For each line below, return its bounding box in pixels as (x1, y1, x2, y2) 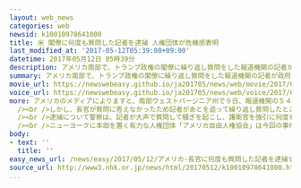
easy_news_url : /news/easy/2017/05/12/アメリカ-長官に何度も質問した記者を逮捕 (9, 154, 288, 164)
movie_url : (9, 80, 50, 89)
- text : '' (9, 138, 50, 147)
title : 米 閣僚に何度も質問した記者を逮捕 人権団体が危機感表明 (9, 38, 219, 47)
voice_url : (9, 88, 50, 97)
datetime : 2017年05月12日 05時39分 (9, 55, 136, 64)
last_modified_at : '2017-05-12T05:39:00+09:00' (9, 47, 191, 56)
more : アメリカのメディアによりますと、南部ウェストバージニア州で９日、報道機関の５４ (9, 96, 293, 106)
